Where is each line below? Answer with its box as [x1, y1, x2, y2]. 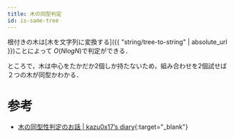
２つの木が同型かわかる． [7, 70, 83, 79]
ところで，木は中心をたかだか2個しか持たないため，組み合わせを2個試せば [7, 61, 227, 70]
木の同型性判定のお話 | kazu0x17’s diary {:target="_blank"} [17, 122, 188, 132]
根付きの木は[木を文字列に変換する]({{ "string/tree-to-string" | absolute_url [7, 37, 228, 46]
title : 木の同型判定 [7, 10, 62, 18]
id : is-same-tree [7, 17, 59, 24]
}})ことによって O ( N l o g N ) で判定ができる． [7, 46, 132, 55]
